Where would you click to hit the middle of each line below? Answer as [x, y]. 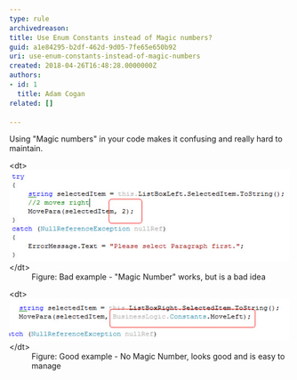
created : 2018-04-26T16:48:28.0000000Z [83, 66]
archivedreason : [39, 28]
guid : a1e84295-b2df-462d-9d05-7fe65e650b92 [93, 47]
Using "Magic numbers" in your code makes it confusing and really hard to [146, 139]
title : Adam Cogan [52, 93]
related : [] [31, 103]
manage [47, 366]
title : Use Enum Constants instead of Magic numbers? [111, 37]
